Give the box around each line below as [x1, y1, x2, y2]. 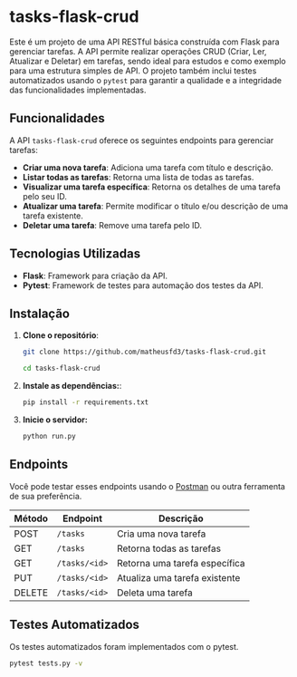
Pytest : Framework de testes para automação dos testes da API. [22, 279, 264, 291]
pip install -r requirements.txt [22, 398, 149, 407]
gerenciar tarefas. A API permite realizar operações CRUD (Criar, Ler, [9, 45, 267, 56]
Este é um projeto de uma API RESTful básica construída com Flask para [9, 36, 280, 47]
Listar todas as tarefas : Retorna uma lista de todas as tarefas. [22, 171, 254, 182]
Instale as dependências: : [22, 381, 122, 392]
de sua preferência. [9, 490, 82, 501]
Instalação [9, 305, 71, 321]
